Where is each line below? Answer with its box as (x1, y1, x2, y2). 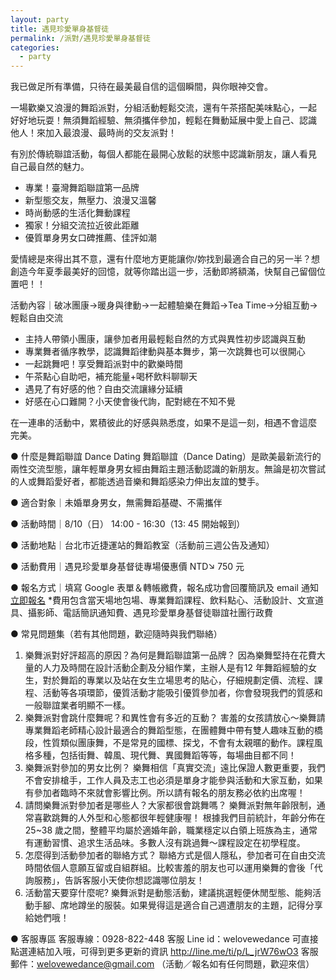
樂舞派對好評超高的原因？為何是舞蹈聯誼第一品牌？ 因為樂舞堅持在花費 (24, 649, 317, 661)
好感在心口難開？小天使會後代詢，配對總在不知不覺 (24, 396, 236, 408)
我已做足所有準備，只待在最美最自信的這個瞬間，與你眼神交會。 (10, 81, 273, 93)
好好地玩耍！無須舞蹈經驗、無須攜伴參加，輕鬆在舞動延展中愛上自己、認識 (10, 114, 317, 126)
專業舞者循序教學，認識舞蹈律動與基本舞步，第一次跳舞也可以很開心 (24, 346, 306, 358)
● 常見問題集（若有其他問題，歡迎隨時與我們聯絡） (10, 628, 223, 640)
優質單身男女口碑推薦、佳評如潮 (24, 232, 157, 244)
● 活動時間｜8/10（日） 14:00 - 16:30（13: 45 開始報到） (10, 518, 246, 530)
